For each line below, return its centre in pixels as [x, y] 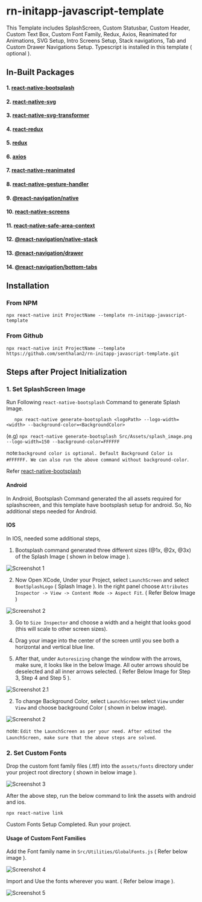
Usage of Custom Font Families [46, 838]
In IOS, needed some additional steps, [53, 538]
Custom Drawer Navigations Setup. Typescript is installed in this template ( [99, 47]
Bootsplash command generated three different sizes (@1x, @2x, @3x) [103, 550]
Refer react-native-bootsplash [44, 471]
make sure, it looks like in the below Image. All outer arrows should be [102, 665]
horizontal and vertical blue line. [55, 647]
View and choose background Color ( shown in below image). [91, 707]
